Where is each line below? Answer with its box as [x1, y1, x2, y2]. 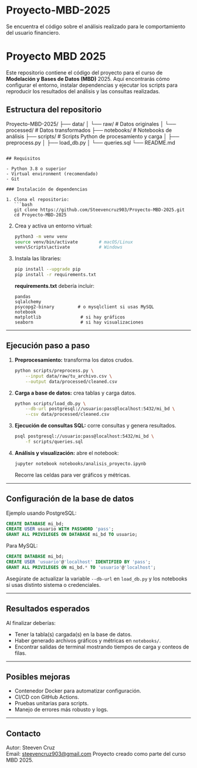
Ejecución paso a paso [6, 341, 90, 351]
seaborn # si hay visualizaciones [14, 320, 144, 325]
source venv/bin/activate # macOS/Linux [14, 239, 133, 245]
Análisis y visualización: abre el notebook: [14, 449, 119, 456]
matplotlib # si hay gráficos [14, 314, 125, 320]
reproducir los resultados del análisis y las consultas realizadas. [6, 87, 160, 94]
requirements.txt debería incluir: [14, 283, 95, 290]
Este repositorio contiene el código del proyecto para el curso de [6, 69, 163, 76]
